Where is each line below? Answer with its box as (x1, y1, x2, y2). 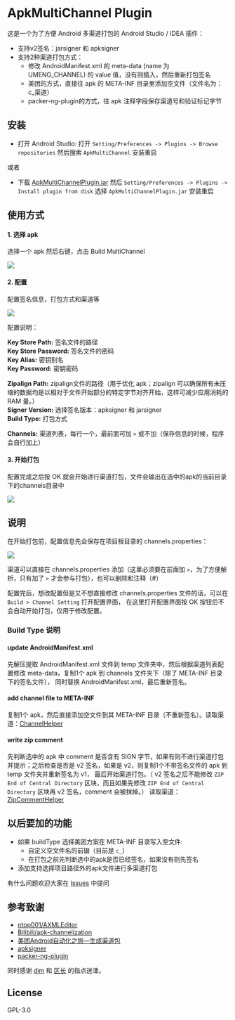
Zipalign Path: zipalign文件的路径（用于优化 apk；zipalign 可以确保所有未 (7, 379, 220, 387)
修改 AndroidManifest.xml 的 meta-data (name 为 (27, 61, 170, 70)
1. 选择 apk (7, 230, 39, 238)
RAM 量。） (7, 396, 39, 405)
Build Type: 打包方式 (7, 414, 68, 422)
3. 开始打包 (7, 456, 40, 464)
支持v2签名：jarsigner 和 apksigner (17, 44, 119, 52)
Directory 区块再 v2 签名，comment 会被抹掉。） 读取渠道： (7, 787, 180, 796)
